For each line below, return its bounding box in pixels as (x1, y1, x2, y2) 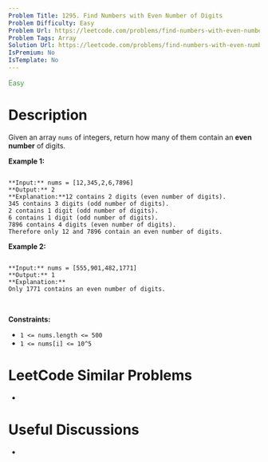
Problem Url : (8, 26, 52, 34)
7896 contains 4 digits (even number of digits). (8, 220, 177, 228)
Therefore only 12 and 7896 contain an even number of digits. (8, 227, 223, 235)
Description (8, 106, 88, 124)
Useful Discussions (8, 421, 140, 439)
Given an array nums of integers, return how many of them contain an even (8, 132, 253, 142)
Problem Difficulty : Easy (8, 19, 94, 27)
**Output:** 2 (8, 185, 56, 194)
